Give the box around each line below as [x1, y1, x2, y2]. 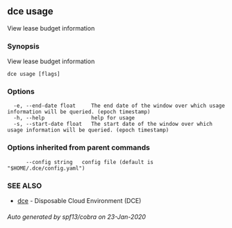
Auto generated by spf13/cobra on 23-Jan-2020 [7, 212, 146, 221]
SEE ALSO [7, 181, 42, 190]
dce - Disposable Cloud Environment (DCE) [17, 197, 142, 204]
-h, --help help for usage [13, 115, 135, 122]
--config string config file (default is [25, 158, 154, 165]
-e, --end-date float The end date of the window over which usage [13, 102, 226, 110]
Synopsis [7, 41, 40, 51]
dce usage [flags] [7, 71, 60, 78]
